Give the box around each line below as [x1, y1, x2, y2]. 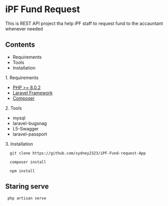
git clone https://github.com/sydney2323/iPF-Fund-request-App [10, 151, 146, 156]
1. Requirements [5, 75, 39, 81]
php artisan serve [7, 195, 47, 201]
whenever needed [5, 25, 43, 31]
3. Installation [5, 141, 33, 147]
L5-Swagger [12, 125, 39, 131]
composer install [10, 159, 47, 164]
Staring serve [5, 182, 49, 191]
